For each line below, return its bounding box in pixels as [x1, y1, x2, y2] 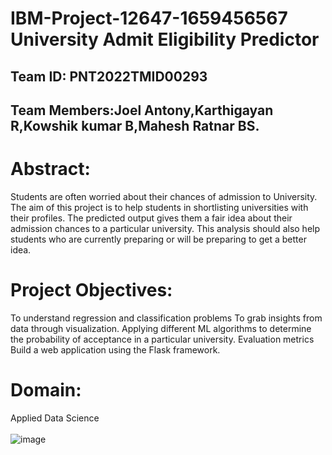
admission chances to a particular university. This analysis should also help [10, 222, 321, 234]
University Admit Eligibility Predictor [10, 28, 320, 51]
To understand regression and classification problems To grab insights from [10, 312, 323, 324]
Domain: [10, 379, 82, 402]
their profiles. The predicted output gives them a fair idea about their [10, 212, 293, 224]
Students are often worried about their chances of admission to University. [10, 190, 318, 202]
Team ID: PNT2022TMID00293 [10, 68, 208, 85]
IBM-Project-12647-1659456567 [10, 7, 288, 30]
